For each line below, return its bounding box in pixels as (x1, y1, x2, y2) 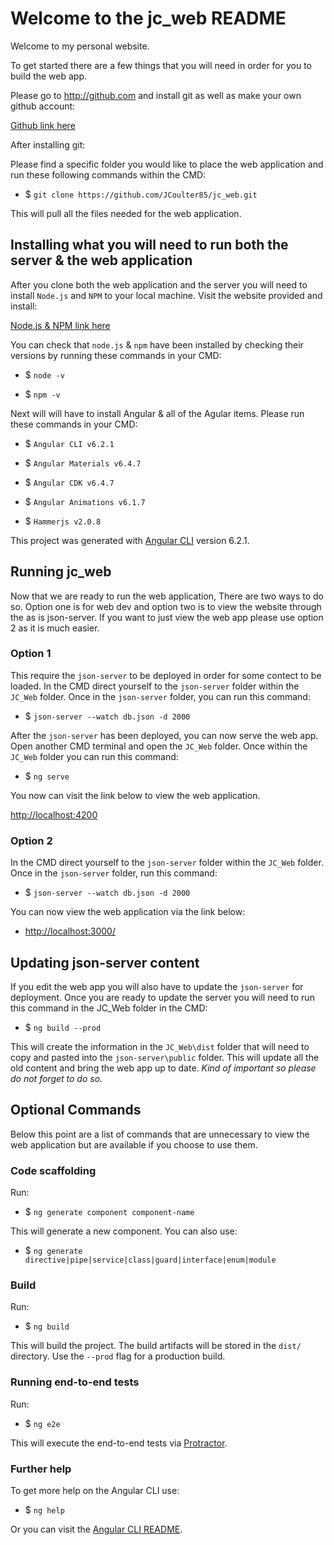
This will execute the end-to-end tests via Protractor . (10, 1437, 228, 1449)
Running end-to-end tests (10, 1375, 140, 1389)
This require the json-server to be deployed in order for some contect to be (10, 669, 322, 681)
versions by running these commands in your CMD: (10, 349, 222, 361)
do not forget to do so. (10, 1072, 103, 1084)
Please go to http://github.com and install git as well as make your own (10, 89, 302, 101)
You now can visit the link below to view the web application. (10, 789, 261, 801)
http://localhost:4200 (10, 808, 98, 821)
